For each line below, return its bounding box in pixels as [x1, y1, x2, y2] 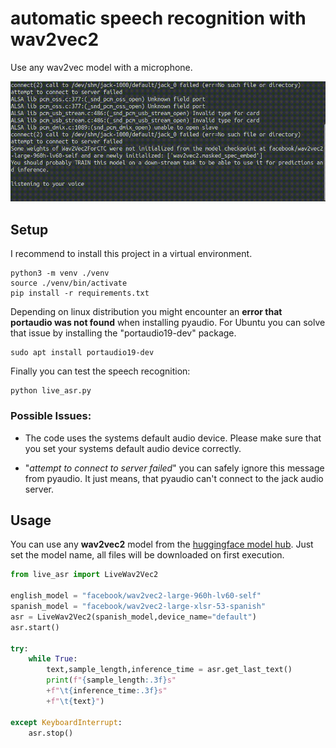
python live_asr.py [10, 386, 92, 396]
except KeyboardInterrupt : [10, 717, 123, 727]
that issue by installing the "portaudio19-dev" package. [10, 327, 237, 339]
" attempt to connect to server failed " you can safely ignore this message [24, 462, 325, 474]
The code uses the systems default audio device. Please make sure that [24, 432, 322, 444]
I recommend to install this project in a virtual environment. [10, 248, 253, 260]
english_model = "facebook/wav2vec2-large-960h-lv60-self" [10, 591, 262, 601]
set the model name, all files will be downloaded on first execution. [10, 549, 285, 561]
